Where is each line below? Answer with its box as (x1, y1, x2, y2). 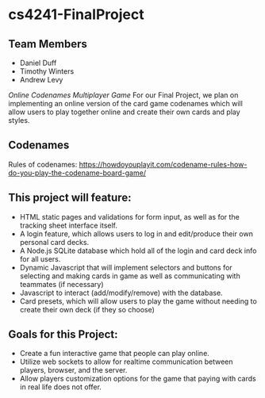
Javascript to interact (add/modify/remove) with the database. (19, 288, 224, 297)
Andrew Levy (19, 75, 63, 84)
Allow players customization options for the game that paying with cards (19, 374, 256, 384)
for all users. (19, 254, 61, 263)
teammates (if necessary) (19, 279, 105, 289)
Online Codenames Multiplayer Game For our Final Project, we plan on (8, 90, 239, 100)
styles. (8, 116, 30, 124)
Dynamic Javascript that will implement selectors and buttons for (19, 262, 232, 272)
